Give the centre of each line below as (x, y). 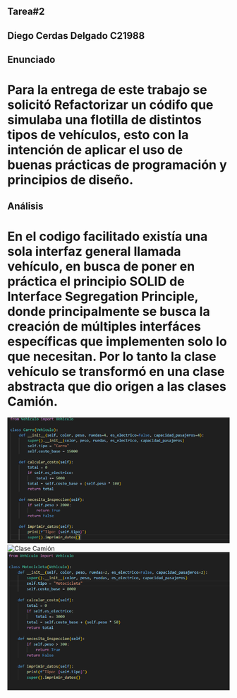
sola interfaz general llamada (94, 251)
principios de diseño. (71, 180)
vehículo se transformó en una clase (116, 371)
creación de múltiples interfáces (104, 326)
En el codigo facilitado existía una (108, 236)
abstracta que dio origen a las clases (117, 386)
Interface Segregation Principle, (103, 296)
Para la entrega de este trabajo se (107, 90)
